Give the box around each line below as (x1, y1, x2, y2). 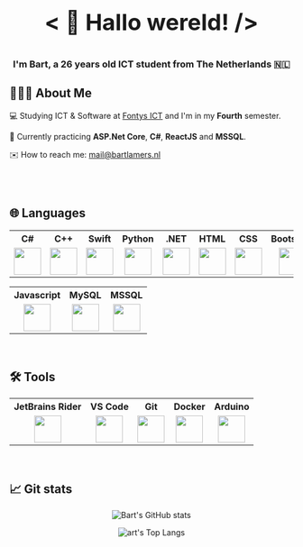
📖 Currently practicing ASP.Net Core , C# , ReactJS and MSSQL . (9, 131, 246, 141)
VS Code (89, 400, 129, 413)
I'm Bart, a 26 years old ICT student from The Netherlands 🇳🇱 (13, 58, 290, 70)
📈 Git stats (9, 481, 73, 497)
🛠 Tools (9, 369, 56, 385)
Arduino (214, 400, 250, 413)
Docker (173, 400, 206, 413)
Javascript (14, 288, 61, 301)
